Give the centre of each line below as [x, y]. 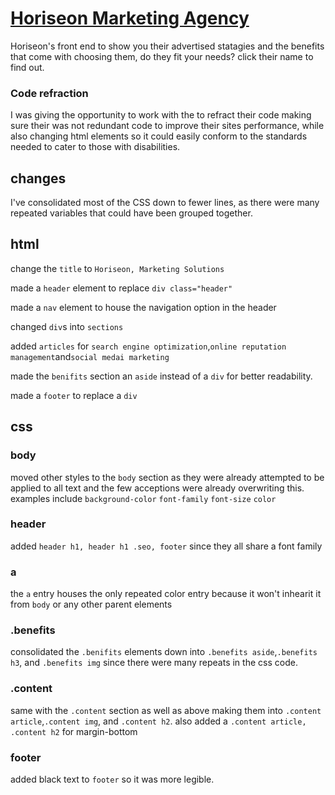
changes [38, 178]
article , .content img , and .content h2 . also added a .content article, [158, 721]
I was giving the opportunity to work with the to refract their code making [161, 115]
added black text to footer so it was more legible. [112, 779]
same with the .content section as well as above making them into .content [166, 710]
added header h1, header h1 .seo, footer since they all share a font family [166, 546]
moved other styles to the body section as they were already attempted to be [167, 477]
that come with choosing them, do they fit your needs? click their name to [162, 56]
